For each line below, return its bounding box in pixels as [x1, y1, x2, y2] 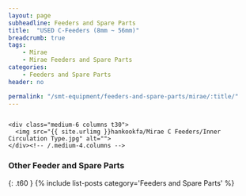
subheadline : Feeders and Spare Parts [8, 19, 136, 27]
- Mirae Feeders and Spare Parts [22, 56, 133, 64]
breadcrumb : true [8, 33, 66, 42]
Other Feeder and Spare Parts [8, 160, 125, 171]
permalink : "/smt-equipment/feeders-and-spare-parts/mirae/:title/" [8, 92, 239, 100]
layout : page [8, 11, 51, 20]
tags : [8, 41, 26, 49]
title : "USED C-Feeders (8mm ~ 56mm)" [8, 26, 140, 34]
